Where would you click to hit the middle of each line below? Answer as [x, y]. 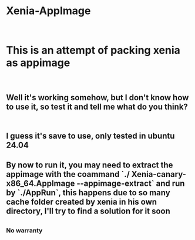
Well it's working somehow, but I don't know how [97, 98]
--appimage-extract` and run [130, 184]
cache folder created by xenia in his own [82, 202]
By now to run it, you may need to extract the [90, 165]
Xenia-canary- [159, 174]
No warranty [24, 230]
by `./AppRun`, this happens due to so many [88, 193]
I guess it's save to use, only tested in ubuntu [90, 136]
